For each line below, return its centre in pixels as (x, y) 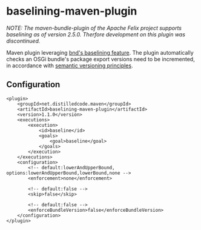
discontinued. (23, 41)
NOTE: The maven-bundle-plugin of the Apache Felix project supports (94, 28)
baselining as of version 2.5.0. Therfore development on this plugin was (96, 34)
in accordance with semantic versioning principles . (70, 66)
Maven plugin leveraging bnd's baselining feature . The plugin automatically (100, 52)
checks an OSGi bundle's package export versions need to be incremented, (100, 59)
